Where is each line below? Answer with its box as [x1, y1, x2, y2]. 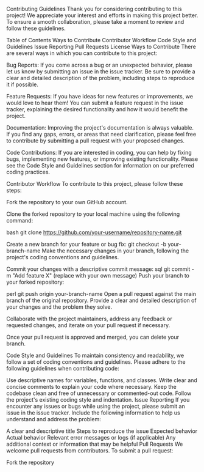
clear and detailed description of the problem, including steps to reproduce [6, 75, 195, 81]
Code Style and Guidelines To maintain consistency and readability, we [6, 352, 185, 359]
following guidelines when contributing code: [6, 365, 120, 372]
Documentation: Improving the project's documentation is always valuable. [6, 124, 194, 131]
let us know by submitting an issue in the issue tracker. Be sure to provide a [6, 68, 196, 75]
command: [6, 217, 33, 224]
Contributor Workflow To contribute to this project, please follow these [6, 180, 183, 187]
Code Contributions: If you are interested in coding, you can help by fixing [6, 149, 192, 156]
